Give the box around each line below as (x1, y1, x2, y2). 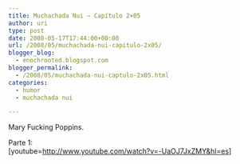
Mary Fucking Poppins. (8, 122, 85, 132)
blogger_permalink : (8, 64, 73, 72)
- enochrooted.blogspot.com (15, 57, 109, 65)
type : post (8, 26, 45, 34)
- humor (15, 86, 41, 94)
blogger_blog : (8, 49, 56, 57)
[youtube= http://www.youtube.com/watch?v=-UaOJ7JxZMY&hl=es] (8, 146, 232, 156)
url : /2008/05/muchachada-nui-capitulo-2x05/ (8, 42, 162, 50)
